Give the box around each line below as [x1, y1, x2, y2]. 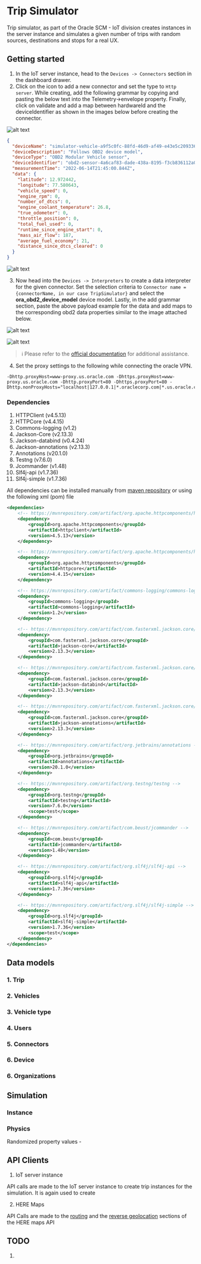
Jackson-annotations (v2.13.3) [15, 443, 90, 451]
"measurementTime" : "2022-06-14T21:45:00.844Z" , [12, 166, 135, 172]
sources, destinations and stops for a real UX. [7, 37, 119, 44]
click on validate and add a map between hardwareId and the [15, 102, 166, 109]
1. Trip [7, 976, 25, 984]
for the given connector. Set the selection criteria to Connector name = [15, 283, 187, 290]
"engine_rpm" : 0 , [17, 193, 61, 199]
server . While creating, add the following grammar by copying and [15, 89, 179, 96]
